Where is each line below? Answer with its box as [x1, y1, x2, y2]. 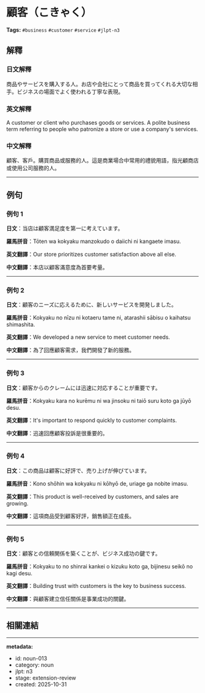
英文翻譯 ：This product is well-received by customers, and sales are [6, 493, 179, 500]
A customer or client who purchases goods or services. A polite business [6, 118, 190, 126]
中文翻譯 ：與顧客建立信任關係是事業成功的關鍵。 [6, 595, 129, 603]
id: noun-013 [15, 655, 48, 662]
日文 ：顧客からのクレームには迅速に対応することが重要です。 [6, 384, 161, 391]
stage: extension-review [15, 674, 76, 681]
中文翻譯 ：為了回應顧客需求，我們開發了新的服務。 [6, 346, 135, 354]
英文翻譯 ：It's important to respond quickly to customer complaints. [6, 416, 177, 424]
